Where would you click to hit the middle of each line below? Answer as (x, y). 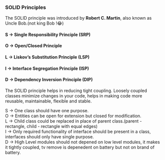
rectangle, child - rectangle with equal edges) (51, 126)
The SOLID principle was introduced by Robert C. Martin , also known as (78, 18)
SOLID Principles (26, 7)
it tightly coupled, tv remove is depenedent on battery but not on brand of (80, 147)
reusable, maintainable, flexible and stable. (49, 101)
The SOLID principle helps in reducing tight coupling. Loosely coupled (76, 91)
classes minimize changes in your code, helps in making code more (74, 96)
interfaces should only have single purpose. (49, 136)
